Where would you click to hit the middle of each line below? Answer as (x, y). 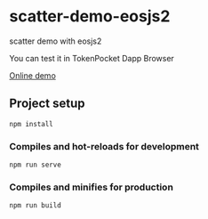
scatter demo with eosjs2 (56, 41)
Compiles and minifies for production (91, 187)
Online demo (32, 75)
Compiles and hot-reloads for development (104, 146)
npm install (31, 124)
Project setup (48, 104)
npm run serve (36, 165)
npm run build (36, 206)
